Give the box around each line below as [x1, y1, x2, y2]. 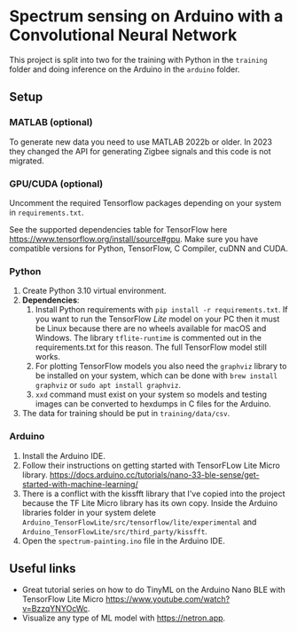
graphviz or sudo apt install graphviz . [35, 380, 182, 391]
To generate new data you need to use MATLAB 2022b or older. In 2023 [9, 136, 273, 147]
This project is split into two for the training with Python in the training [9, 54, 268, 65]
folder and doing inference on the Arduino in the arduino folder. [9, 64, 240, 75]
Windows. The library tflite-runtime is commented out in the [35, 333, 262, 344]
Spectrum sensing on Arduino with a [9, 6, 284, 27]
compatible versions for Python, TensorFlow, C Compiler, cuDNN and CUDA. [9, 242, 288, 254]
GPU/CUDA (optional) [9, 178, 104, 190]
